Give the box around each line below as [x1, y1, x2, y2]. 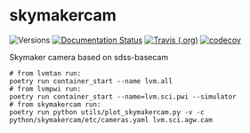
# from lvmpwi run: [9, 84, 82, 93]
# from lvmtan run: [9, 68, 82, 78]
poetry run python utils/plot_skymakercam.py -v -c [9, 107, 205, 116]
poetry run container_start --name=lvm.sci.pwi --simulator [9, 92, 238, 101]
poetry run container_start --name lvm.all [9, 76, 173, 85]
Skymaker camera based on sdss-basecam [9, 51, 169, 62]
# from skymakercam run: [9, 99, 101, 109]
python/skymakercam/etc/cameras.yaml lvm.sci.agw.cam [9, 115, 214, 124]
